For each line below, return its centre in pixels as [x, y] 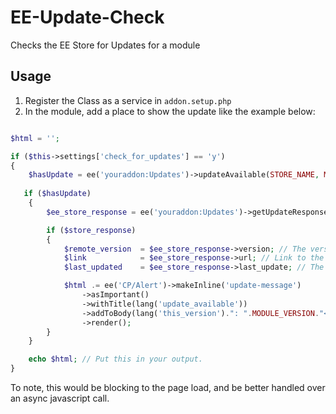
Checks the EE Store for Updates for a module [105, 45]
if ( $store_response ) [91, 230]
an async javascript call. [60, 398]
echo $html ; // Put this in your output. [115, 359]
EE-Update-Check [87, 17]
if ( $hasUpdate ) [57, 194]
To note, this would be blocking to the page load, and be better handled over [168, 387]
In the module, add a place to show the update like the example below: [170, 111]
